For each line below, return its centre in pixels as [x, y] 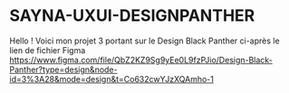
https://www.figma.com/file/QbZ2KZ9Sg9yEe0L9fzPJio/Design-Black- [141, 60]
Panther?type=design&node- [63, 70]
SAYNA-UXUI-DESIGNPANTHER [132, 16]
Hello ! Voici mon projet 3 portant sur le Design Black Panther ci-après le [144, 41]
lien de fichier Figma [48, 50]
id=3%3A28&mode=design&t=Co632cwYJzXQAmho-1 [112, 79]
